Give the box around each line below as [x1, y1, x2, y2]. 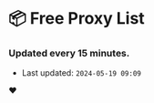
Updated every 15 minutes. [8, 47, 130, 60]
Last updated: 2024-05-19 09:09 [21, 67, 142, 78]
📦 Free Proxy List [8, 8, 145, 29]
